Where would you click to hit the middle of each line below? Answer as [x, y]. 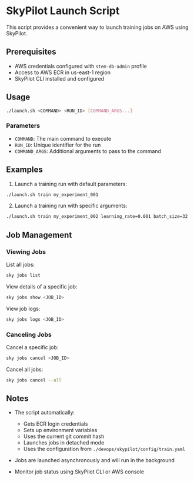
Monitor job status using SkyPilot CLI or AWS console [79, 472]
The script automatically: [45, 413]
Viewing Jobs [26, 251]
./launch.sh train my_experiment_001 [52, 195]
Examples [24, 170]
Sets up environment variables [60, 430]
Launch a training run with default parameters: [71, 184]
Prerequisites [31, 52]
